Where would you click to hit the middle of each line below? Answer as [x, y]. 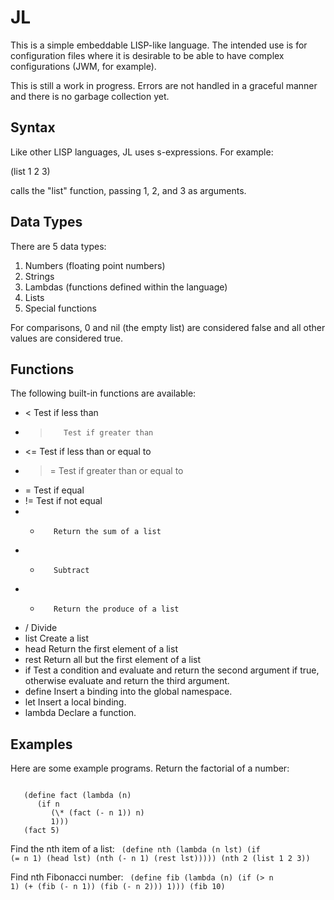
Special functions [60, 308]
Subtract [71, 571]
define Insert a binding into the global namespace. [128, 692]
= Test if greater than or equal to [116, 471]
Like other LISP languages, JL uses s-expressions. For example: [142, 152]
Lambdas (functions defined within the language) [126, 287]
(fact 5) [41, 831]
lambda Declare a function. [80, 713]
